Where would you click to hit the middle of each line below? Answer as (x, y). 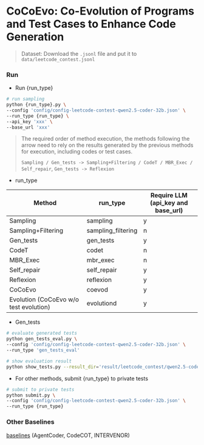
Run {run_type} (34, 88)
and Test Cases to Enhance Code (91, 24)
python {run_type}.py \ (36, 105)
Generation (35, 37)
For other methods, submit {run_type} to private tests (82, 378)
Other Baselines (30, 422)
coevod (97, 290)
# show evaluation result (39, 361)
